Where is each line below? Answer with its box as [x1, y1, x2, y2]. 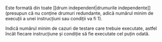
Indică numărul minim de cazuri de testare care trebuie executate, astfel [5, 25, 157, 31]
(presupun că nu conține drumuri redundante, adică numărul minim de [5, 10, 154, 16]
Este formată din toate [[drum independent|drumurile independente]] [5, 5, 151, 11]
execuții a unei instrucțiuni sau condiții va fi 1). [5, 16, 103, 21]
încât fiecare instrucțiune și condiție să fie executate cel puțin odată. [5, 31, 150, 36]
